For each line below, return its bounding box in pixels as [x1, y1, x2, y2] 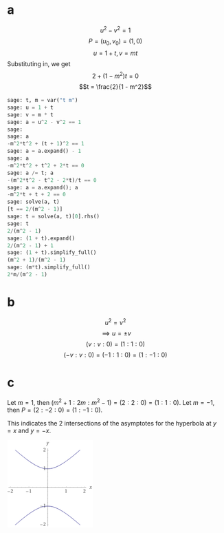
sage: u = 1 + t [7, 104, 54, 111]
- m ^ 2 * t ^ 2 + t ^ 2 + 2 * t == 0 [7, 162, 85, 169]
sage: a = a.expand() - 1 [7, 147, 81, 155]
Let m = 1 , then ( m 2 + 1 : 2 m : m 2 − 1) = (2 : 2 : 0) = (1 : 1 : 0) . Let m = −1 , [7, 397, 215, 407]
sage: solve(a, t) [7, 198, 60, 205]
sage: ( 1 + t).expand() [7, 235, 76, 242]
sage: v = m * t [7, 111, 54, 118]
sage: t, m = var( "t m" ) [7, 97, 78, 104]
